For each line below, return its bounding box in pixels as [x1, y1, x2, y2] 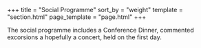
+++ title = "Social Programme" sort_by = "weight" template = [7, 6, 184, 14]
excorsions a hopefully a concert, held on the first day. [7, 33, 162, 41]
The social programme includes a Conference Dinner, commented [7, 26, 194, 34]
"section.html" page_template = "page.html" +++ [7, 13, 147, 21]
